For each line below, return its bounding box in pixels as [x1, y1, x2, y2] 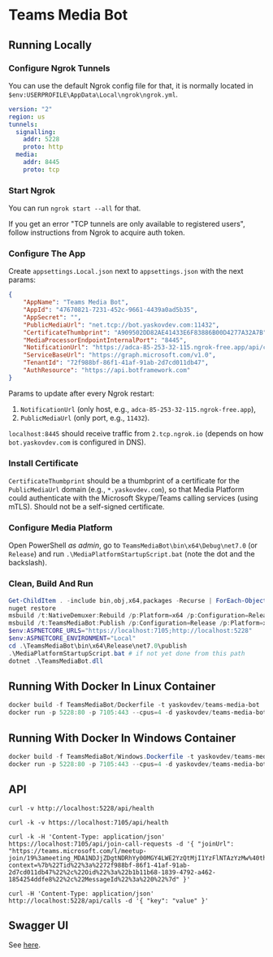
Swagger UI [8, 918, 69, 932]
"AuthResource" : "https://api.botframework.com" [23, 366, 191, 375]
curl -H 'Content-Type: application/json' [8, 890, 154, 898]
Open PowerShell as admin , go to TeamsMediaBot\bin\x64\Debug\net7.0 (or [8, 540, 258, 550]
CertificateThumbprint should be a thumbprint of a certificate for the [8, 476, 240, 486]
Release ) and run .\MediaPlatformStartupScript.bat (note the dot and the [8, 549, 256, 559]
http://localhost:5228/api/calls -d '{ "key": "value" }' [8, 896, 209, 905]
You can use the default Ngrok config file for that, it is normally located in [8, 80, 253, 90]
